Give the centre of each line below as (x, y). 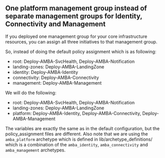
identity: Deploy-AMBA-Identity (45, 72)
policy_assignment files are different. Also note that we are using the (77, 134)
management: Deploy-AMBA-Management (57, 83)
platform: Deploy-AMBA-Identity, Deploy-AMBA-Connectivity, (77, 113)
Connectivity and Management (55, 24)
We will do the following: (31, 93)
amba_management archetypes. (36, 150)
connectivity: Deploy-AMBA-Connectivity (56, 77)
